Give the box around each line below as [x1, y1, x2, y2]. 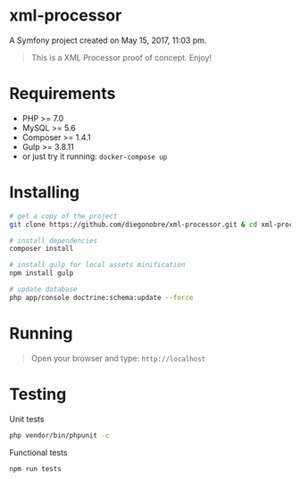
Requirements [9, 84, 116, 104]
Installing [9, 182, 80, 203]
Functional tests [9, 447, 68, 458]
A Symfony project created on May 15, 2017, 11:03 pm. [9, 35, 207, 46]
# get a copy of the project [9, 212, 118, 220]
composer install [9, 245, 74, 253]
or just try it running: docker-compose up [21, 151, 168, 162]
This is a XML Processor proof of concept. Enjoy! [30, 52, 212, 62]
